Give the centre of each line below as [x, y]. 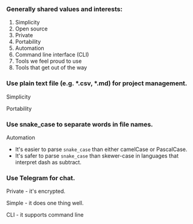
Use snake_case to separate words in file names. [80, 124]
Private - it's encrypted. [36, 191]
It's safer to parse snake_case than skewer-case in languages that [97, 156]
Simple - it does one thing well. [45, 203]
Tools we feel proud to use [48, 61]
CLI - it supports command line [45, 215]
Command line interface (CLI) [52, 55]
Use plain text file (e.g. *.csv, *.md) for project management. [97, 83]
